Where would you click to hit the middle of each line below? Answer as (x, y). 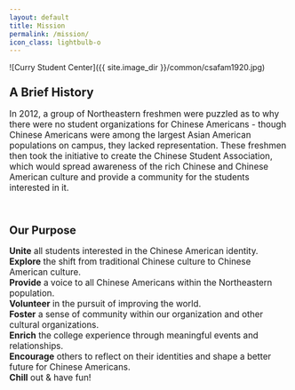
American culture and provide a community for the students (130, 177)
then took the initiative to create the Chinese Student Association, (141, 156)
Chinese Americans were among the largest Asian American (130, 135)
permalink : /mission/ (49, 34)
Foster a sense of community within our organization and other (136, 314)
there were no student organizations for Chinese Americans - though (148, 124)
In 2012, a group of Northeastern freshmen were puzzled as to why (144, 114)
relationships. (36, 346)
